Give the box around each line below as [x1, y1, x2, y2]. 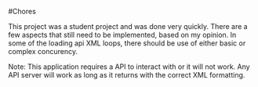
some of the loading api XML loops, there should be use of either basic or [8, 38, 246, 48]
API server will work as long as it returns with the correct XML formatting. [8, 71, 245, 79]
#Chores [8, 7, 37, 16]
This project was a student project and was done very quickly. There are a [8, 22, 249, 31]
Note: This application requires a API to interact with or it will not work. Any [8, 62, 250, 71]
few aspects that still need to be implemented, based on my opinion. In [8, 31, 237, 39]
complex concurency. [8, 47, 78, 56]
